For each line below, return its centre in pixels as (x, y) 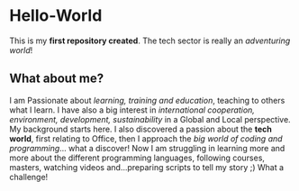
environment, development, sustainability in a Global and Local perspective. (150, 119)
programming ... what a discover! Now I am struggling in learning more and (147, 148)
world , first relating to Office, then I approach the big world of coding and (146, 138)
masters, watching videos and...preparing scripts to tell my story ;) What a (147, 167)
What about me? (57, 79)
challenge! (29, 177)
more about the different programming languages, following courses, (137, 158)
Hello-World (56, 16)
